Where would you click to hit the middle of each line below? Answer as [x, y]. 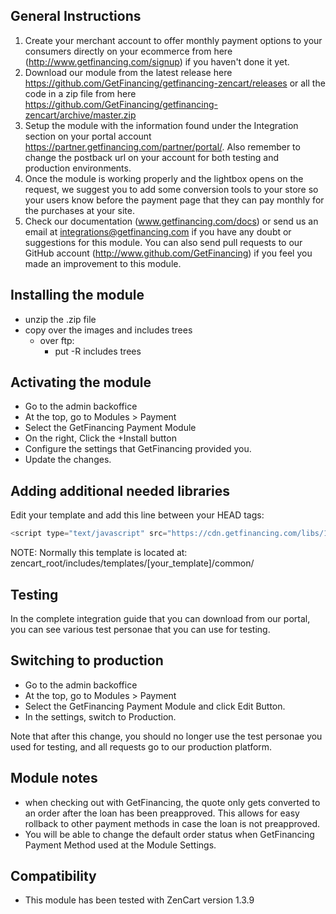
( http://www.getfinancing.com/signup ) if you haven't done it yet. [157, 61]
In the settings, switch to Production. [100, 716]
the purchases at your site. [79, 210]
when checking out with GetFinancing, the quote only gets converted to [172, 802]
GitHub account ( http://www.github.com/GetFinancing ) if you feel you [168, 253]
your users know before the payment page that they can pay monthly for [174, 200]
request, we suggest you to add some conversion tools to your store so [171, 189]
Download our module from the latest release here [128, 72]
